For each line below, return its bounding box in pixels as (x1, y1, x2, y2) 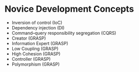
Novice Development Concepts (4, 3, 134, 15)
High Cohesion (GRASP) (11, 50, 61, 57)
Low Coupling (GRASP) (11, 46, 59, 51)
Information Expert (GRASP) (11, 40, 69, 46)
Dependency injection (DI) (11, 24, 65, 30)
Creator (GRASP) (11, 35, 46, 41)
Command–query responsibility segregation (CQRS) (11, 30, 116, 36)
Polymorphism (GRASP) (11, 61, 60, 67)
